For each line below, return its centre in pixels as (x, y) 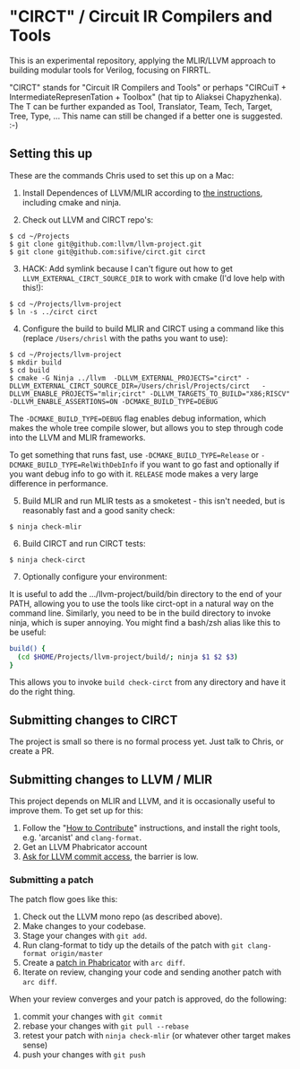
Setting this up (51, 154)
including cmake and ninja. (72, 202)
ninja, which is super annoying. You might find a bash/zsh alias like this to (145, 622)
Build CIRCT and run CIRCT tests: (84, 543)
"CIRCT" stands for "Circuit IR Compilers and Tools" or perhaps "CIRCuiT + (148, 87)
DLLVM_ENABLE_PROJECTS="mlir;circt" (77, 394)
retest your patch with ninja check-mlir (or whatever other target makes (156, 1036)
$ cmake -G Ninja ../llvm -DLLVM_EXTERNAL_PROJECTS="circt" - (130, 378)
